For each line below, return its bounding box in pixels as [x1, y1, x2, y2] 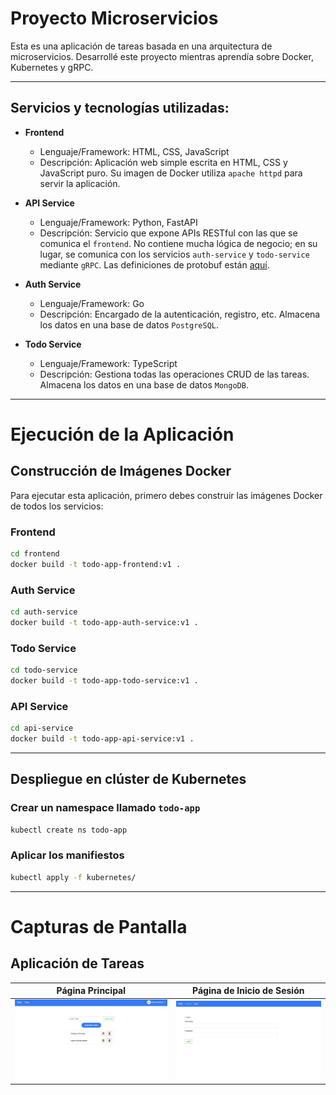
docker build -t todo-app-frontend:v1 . [10, 559, 182, 569]
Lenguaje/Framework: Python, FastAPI [39, 216, 198, 228]
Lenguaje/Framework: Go [39, 297, 145, 309]
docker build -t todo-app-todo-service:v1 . [10, 676, 199, 686]
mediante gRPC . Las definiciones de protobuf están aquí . [39, 258, 270, 271]
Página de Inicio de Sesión [192, 985, 305, 997]
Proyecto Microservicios [10, 7, 219, 30]
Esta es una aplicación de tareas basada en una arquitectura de [10, 40, 273, 52]
